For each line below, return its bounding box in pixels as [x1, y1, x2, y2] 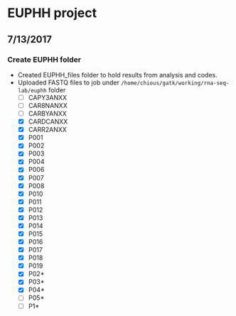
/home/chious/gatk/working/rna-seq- [120, 80, 230, 87]
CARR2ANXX [28, 126, 68, 134]
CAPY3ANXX [28, 93, 68, 102]
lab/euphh [17, 87, 48, 94]
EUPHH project [7, 5, 97, 21]
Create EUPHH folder [7, 55, 82, 65]
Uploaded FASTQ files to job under [17, 78, 119, 87]
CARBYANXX [28, 109, 68, 118]
